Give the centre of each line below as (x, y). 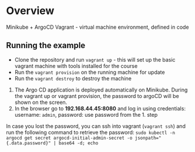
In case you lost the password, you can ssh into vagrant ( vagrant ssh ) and (96, 126)
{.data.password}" (28, 143)
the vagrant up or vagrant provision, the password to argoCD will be (97, 96)
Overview (30, 11)
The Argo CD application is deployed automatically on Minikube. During (101, 90)
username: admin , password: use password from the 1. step (86, 114)
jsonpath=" (148, 138)
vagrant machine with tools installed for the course (76, 66)
